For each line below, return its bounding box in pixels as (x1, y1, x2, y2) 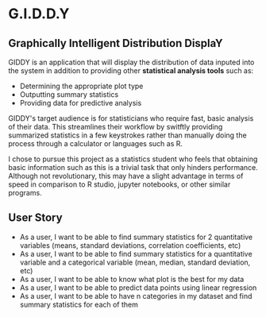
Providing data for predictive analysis (19, 99, 142, 107)
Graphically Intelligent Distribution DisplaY (8, 37, 224, 50)
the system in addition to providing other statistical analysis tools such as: (8, 66, 254, 75)
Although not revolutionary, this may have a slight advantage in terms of (8, 172, 244, 180)
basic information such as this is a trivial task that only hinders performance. (8, 163, 258, 172)
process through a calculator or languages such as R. (8, 139, 183, 148)
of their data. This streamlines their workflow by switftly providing (8, 122, 223, 131)
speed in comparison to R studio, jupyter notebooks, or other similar (8, 180, 231, 189)
